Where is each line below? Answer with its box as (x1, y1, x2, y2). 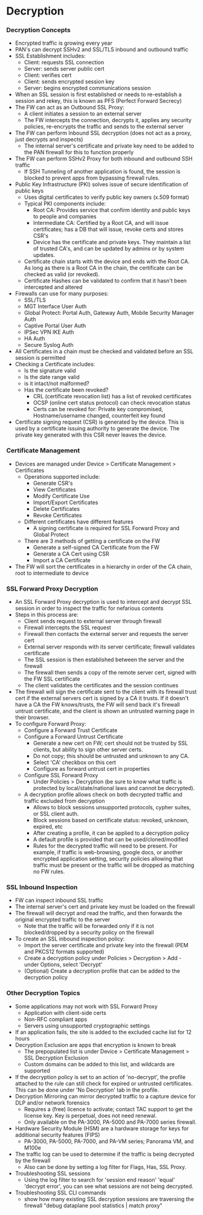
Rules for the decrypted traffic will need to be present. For (33, 842, 178, 850)
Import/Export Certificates (33, 499, 98, 506)
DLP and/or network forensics (14, 1099, 90, 1106)
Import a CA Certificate (33, 556, 91, 563)
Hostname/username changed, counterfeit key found (33, 412, 166, 420)
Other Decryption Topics (6, 989, 80, 997)
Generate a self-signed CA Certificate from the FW (33, 543, 159, 551)
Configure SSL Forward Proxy (24, 772, 98, 779)
